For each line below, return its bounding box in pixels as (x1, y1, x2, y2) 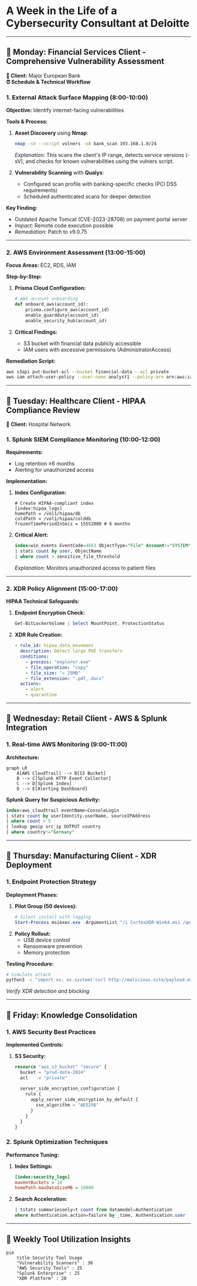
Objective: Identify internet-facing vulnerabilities (6, 107, 124, 114)
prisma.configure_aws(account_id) (25, 307, 110, 313)
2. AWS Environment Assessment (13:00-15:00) (6, 248, 145, 256)
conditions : (20, 654, 49, 659)
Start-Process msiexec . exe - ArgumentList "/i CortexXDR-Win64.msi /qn (14, 919, 191, 925)
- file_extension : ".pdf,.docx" (25, 675, 104, 681)
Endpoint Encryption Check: (14, 609, 85, 617)
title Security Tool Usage (16, 1255, 83, 1261)
